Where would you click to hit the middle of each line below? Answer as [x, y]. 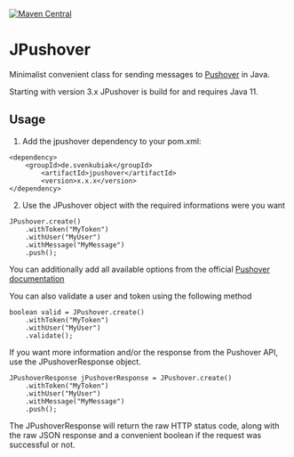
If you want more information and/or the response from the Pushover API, [143, 352]
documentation [37, 278]
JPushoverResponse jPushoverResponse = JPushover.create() [121, 378]
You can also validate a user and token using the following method [131, 296]
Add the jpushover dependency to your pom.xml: [111, 141]
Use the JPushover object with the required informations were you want [154, 205]
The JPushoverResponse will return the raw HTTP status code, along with [144, 425]
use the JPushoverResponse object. [75, 362]
